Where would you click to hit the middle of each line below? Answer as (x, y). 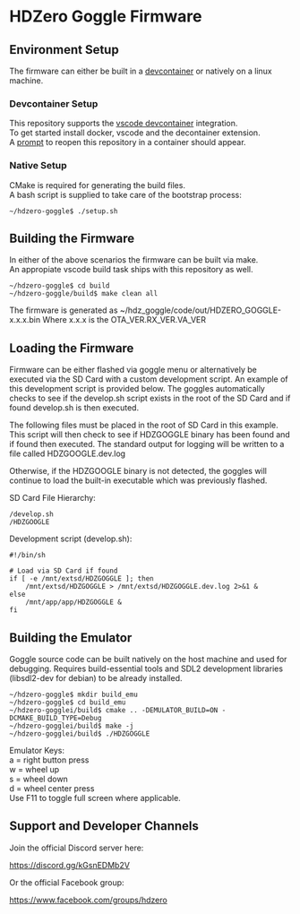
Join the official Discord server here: (77, 848)
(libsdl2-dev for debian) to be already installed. (96, 678)
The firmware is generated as (64, 310)
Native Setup (38, 166)
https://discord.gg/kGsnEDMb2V (69, 865)
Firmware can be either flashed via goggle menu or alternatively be (133, 370)
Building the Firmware (72, 238)
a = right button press (49, 760)
